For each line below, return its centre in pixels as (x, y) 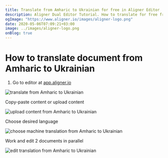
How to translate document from (74, 58)
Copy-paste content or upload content (45, 102)
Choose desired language (32, 121)
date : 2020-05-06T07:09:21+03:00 (40, 24)
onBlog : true (19, 33)
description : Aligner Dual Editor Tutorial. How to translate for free (81, 15)
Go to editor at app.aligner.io (42, 82)
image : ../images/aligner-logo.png (42, 29)
